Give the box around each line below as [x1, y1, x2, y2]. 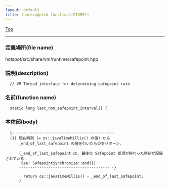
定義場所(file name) [5, 44, 54, 51]
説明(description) [5, 69, 49, 76]
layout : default [5, 7, 39, 13]
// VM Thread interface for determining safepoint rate [10, 81, 130, 86]
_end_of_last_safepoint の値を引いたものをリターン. [18, 141, 122, 146]
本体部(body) [5, 118, 38, 125]
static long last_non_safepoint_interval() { [10, 106, 108, 111]
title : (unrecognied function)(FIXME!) [5, 12, 90, 17]
